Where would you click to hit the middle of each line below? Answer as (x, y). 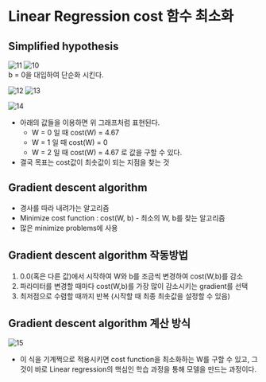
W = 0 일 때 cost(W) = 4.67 (75, 133)
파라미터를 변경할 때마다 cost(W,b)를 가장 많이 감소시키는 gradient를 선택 (134, 286)
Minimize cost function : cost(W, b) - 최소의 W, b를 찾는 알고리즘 (122, 218)
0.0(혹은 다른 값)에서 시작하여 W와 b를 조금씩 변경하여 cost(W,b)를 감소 (131, 276)
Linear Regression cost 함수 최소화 (121, 16)
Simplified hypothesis (64, 46)
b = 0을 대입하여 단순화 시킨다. (56, 75)
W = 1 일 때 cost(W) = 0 (70, 142)
